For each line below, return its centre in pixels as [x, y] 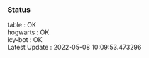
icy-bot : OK [25, 40]
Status [19, 10]
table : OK [22, 25]
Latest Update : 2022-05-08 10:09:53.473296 [74, 48]
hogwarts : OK [28, 32]
